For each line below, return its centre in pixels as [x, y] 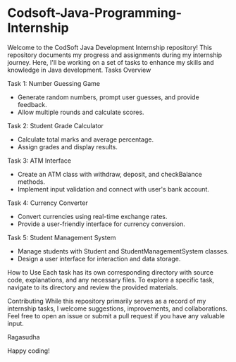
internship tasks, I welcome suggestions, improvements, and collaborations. [117, 308]
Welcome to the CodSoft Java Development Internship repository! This [110, 47]
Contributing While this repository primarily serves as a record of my [107, 301]
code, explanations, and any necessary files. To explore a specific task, [111, 280]
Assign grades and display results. [67, 146]
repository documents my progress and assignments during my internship [115, 55]
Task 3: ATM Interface [39, 161]
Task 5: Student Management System [62, 237]
